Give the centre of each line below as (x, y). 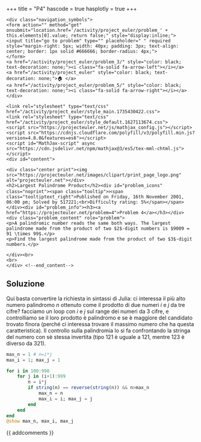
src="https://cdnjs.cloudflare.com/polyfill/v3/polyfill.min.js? (112, 133)
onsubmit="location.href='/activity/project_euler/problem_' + (87, 30)
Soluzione (26, 284)
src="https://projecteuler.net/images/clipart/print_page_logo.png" (94, 175)
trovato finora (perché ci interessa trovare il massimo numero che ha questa (100, 324)
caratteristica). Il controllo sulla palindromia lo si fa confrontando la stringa (98, 330)
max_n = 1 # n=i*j (29, 354)
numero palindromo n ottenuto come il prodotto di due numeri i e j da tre (96, 305)
